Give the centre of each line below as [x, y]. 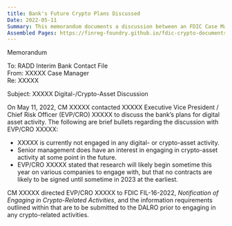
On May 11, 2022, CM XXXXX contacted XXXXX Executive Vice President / [113, 107]
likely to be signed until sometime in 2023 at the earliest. [97, 180]
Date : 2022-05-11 [32, 20]
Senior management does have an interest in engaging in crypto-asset [117, 150]
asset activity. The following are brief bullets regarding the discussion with [113, 122]
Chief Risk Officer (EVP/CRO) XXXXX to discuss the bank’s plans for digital [113, 115]
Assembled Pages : [32, 33]
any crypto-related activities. [48, 215]
